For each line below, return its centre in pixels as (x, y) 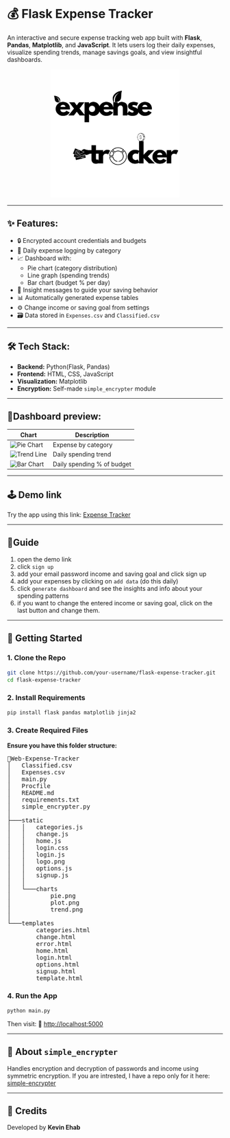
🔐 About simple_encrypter (63, 1052)
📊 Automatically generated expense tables (78, 297)
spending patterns (43, 596)
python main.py (29, 1010)
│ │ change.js (38, 834)
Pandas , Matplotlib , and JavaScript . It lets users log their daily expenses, (111, 45)
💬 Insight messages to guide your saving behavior (88, 290)
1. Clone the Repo (37, 658)
